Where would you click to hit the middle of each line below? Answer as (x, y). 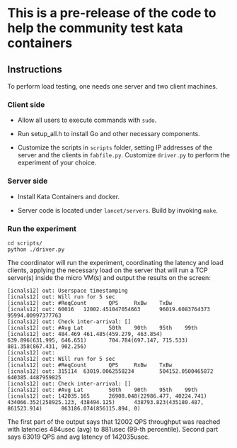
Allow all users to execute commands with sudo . (87, 120)
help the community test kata (95, 28)
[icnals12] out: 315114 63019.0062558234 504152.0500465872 (110, 371)
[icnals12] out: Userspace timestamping (68, 291)
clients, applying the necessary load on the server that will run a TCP (108, 270)
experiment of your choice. (57, 163)
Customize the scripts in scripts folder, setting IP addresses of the (115, 147)
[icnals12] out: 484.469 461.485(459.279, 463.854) (85, 334)
